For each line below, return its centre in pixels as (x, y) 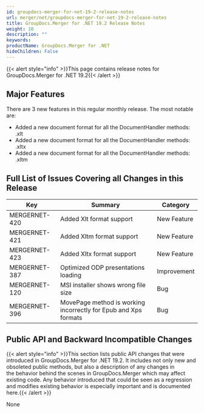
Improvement (176, 271)
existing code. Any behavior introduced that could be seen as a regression (99, 380)
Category (176, 205)
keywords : (19, 40)
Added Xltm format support (99, 236)
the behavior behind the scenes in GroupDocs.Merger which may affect (96, 374)
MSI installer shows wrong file (103, 285)
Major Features (36, 94)
